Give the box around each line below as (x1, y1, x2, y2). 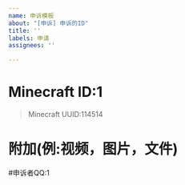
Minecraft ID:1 (8, 83, 103, 101)
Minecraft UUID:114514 (27, 110, 103, 119)
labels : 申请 (8, 34, 50, 42)
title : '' (8, 26, 42, 34)
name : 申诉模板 (8, 11, 54, 20)
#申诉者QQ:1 (8, 168, 50, 177)
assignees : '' (8, 42, 56, 50)
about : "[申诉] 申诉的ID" (8, 19, 89, 27)
